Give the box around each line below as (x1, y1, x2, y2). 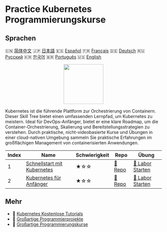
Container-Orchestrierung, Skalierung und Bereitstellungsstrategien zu (5, 124, 150, 130)
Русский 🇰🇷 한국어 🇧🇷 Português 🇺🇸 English (5, 54, 102, 60)
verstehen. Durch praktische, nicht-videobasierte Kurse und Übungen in (5, 129, 153, 135)
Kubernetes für (26, 174, 61, 181)
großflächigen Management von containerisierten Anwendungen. (5, 140, 139, 145)
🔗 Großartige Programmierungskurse (12, 221, 88, 227)
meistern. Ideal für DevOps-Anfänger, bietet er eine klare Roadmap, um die (5, 118, 159, 124)
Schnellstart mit (26, 160, 63, 167)
